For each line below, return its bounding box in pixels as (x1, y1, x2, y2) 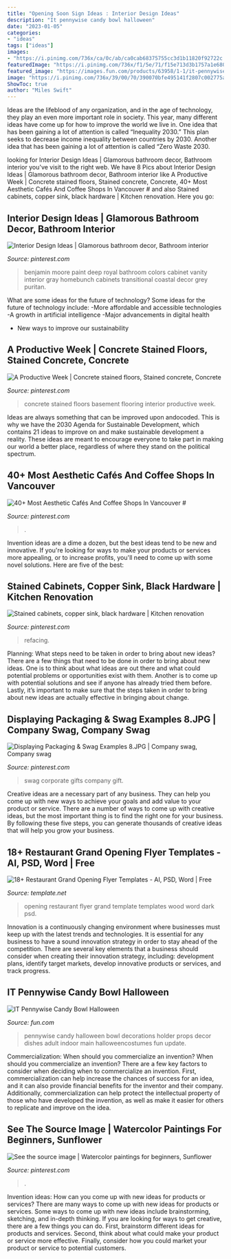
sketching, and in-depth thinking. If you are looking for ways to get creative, (7, 1214, 222, 1222)
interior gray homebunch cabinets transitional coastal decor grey (23, 275, 208, 283)
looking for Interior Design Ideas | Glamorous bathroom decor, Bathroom (7, 156, 212, 164)
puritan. (23, 282, 47, 291)
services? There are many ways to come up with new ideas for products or (7, 1200, 219, 1208)
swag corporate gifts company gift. (23, 776, 124, 785)
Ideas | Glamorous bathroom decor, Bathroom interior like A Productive (7, 170, 208, 179)
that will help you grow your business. (7, 826, 115, 835)
